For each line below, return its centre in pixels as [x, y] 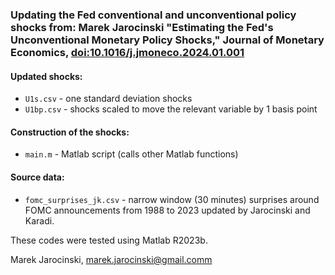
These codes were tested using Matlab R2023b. [109, 240]
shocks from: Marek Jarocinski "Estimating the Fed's [142, 27]
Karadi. [39, 220]
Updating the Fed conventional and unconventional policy [153, 15]
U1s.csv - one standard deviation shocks [108, 99]
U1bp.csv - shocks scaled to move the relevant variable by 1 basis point [171, 109]
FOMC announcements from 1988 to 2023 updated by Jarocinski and [167, 210]
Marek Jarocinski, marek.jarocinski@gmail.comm [111, 259]
